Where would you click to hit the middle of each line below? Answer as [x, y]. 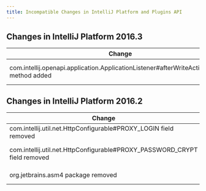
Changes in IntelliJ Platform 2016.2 [74, 101]
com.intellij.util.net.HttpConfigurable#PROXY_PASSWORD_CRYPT [104, 150]
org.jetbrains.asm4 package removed [63, 175]
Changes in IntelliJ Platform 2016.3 [74, 37]
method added [31, 76]
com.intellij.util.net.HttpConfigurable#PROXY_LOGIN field [91, 129]
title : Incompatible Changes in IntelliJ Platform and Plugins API [94, 12]
